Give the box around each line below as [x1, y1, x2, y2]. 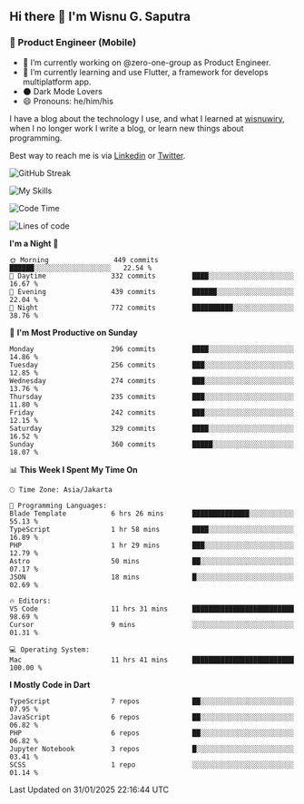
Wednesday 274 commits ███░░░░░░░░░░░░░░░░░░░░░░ [9, 376, 295, 386]
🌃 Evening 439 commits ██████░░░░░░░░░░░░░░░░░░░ [9, 287, 295, 296]
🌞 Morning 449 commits [9, 255, 159, 264]
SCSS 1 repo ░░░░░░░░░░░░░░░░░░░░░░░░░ [9, 760, 295, 770]
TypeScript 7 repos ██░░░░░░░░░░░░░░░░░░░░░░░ [9, 696, 295, 706]
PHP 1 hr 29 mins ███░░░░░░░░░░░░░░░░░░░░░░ [9, 541, 295, 550]
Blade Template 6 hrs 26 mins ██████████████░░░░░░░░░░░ [9, 509, 295, 518]
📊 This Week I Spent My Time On [9, 464, 138, 475]
